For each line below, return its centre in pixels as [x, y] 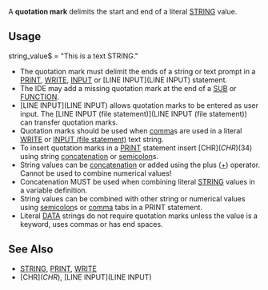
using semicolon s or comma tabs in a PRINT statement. [111, 207]
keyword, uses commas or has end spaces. [91, 224]
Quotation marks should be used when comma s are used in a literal [131, 130]
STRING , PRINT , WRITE [58, 268]
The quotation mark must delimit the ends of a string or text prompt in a [138, 71]
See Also [31, 250]
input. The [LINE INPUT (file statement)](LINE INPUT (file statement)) [134, 113]
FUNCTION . [40, 97]
